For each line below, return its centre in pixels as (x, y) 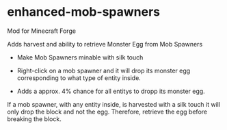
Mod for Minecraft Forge (42, 31)
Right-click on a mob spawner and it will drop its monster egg (104, 70)
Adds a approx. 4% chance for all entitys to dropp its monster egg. (111, 91)
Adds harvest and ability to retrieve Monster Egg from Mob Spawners (105, 44)
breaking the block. (34, 119)
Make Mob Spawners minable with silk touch (80, 57)
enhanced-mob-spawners (84, 12)
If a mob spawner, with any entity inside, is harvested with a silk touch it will (114, 104)
